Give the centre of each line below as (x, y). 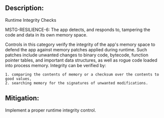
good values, (18, 79)
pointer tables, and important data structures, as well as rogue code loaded (81, 60)
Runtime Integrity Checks (31, 20)
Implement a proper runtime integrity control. (51, 110)
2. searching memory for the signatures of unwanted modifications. (77, 83)
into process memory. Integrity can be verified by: (56, 65)
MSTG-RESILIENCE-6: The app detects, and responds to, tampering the (78, 30)
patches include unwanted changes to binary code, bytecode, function (77, 55)
